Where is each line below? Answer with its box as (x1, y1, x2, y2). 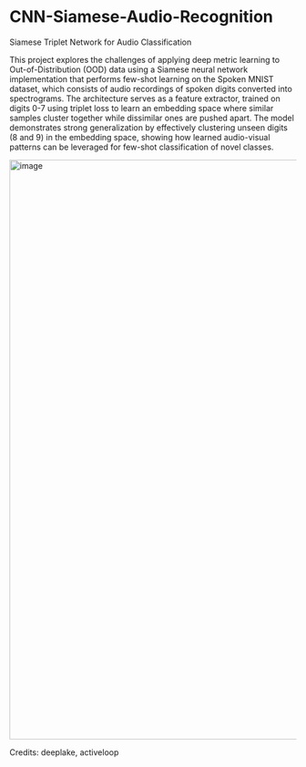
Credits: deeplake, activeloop (9, 746, 119, 758)
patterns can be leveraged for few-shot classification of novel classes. (9, 141, 274, 152)
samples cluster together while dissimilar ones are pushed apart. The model (9, 112, 294, 123)
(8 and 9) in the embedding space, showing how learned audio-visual (9, 131, 270, 142)
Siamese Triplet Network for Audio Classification (9, 36, 192, 47)
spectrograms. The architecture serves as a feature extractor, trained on (9, 93, 280, 104)
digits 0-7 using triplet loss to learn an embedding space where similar (9, 102, 274, 113)
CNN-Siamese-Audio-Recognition (9, 6, 273, 27)
